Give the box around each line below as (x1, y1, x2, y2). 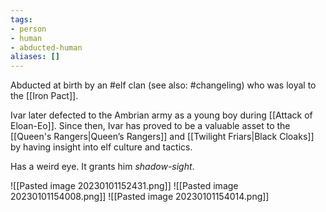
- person (10, 24, 47, 34)
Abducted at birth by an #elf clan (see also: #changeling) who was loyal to (10, 79, 317, 91)
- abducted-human (10, 42, 83, 53)
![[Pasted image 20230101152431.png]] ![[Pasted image (10, 180, 239, 192)
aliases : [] (10, 52, 60, 62)
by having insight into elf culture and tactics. (10, 141, 193, 153)
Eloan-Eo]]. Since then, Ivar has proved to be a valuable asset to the (10, 120, 291, 132)
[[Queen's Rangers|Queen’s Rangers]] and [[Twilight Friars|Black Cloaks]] (10, 131, 315, 143)
